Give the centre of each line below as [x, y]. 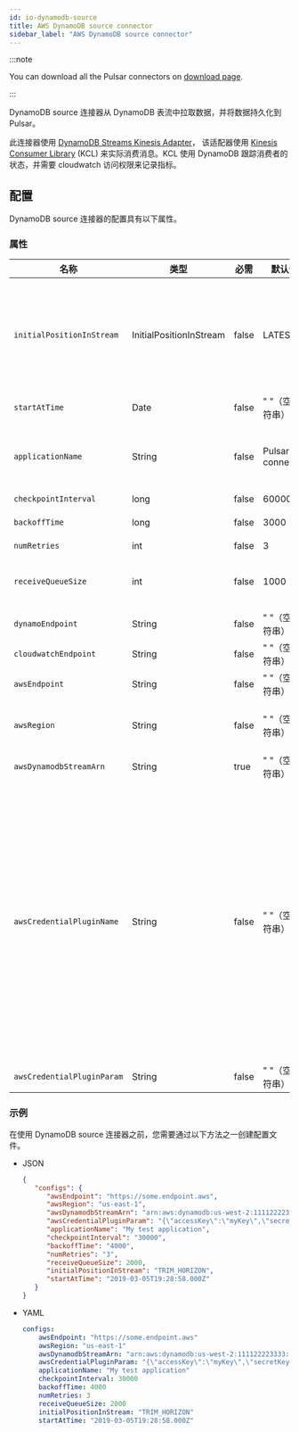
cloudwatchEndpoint [55, 654]
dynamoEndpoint [46, 624]
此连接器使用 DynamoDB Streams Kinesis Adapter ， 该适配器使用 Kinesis [143, 143]
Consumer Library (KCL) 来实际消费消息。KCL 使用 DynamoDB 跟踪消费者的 [149, 153]
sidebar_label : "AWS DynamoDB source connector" [101, 34]
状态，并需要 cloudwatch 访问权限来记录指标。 [95, 165]
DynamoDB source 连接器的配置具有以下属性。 [96, 219]
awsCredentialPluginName [66, 922]
